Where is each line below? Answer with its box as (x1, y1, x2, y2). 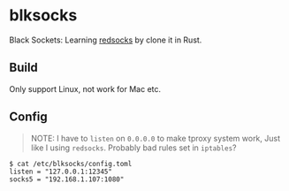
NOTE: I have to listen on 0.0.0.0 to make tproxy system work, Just (30, 133, 281, 143)
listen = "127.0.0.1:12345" (9, 167, 113, 176)
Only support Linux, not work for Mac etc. (9, 83, 162, 94)
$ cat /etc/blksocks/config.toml (9, 159, 133, 168)
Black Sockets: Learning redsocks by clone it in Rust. (9, 34, 202, 45)
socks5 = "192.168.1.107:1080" (9, 174, 125, 184)
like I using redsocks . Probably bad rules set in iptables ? (30, 142, 237, 153)
